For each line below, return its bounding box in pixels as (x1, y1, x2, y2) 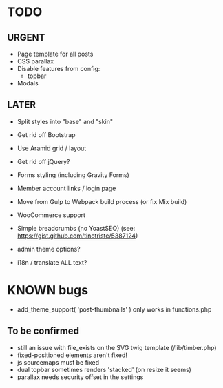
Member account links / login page (17, 184, 116, 192)
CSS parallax (17, 57, 54, 65)
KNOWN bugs (7, 283, 88, 298)
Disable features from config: (17, 65, 100, 72)
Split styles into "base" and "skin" (17, 117, 114, 125)
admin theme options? (17, 245, 81, 253)
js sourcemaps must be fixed (17, 358, 100, 366)
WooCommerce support (17, 211, 86, 219)
